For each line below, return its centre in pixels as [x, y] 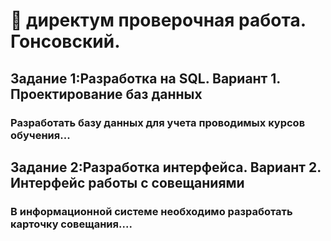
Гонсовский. [65, 41]
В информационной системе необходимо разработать [151, 211]
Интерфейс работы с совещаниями [127, 182]
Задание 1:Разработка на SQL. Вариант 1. [145, 78]
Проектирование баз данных [106, 94]
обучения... [40, 135]
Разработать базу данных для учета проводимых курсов [158, 122]
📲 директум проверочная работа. [158, 20]
